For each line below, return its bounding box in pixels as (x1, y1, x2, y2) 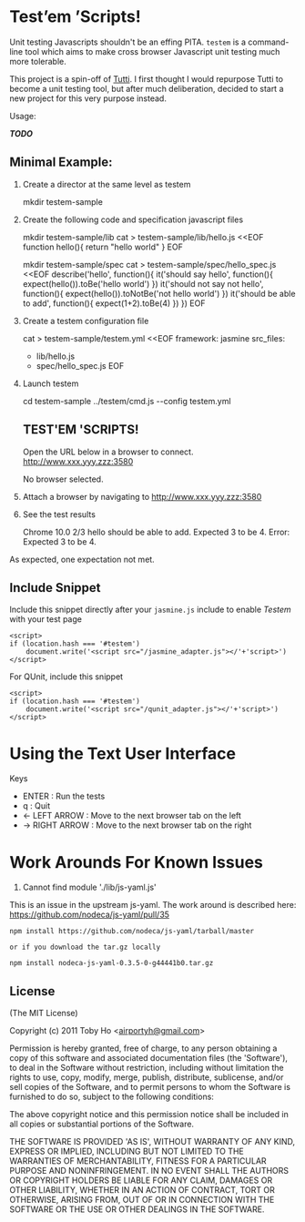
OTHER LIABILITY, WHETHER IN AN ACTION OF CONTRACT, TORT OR (9, 1185, 275, 1196)
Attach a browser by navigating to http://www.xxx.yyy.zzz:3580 (22, 491, 262, 502)
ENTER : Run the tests (22, 790, 106, 802)
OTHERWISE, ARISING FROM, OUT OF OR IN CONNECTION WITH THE (9, 1195, 275, 1206)
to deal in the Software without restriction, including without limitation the (9, 1063, 284, 1074)
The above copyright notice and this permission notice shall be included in (9, 1109, 289, 1120)
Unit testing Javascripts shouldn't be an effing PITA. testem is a (9, 36, 247, 47)
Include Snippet (9, 580, 102, 596)
